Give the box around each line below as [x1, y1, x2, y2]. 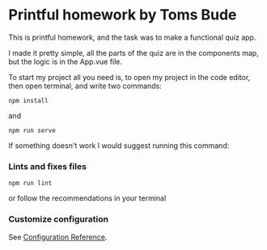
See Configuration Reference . [8, 232, 108, 242]
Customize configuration [8, 214, 109, 225]
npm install [8, 96, 49, 104]
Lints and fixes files [8, 160, 87, 172]
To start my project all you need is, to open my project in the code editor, [8, 72, 251, 82]
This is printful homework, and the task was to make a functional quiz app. [8, 32, 256, 42]
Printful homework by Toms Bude [8, 6, 237, 24]
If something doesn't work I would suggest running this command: [8, 140, 230, 150]
